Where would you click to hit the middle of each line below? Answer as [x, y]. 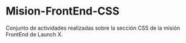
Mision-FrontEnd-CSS [63, 11]
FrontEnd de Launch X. [34, 34]
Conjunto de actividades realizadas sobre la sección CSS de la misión [93, 28]
